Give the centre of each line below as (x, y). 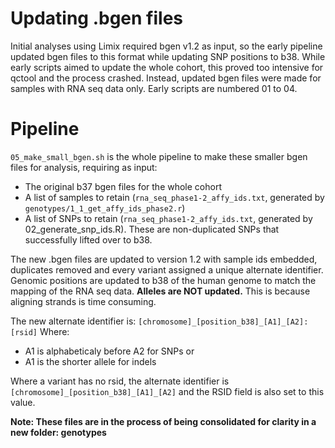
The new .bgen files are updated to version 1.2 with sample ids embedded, (164, 259)
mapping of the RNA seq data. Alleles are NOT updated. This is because (160, 291)
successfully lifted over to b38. (88, 239)
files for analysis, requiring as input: (84, 167)
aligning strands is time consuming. (83, 301)
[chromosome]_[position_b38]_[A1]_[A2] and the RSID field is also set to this (167, 391)
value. (23, 402)
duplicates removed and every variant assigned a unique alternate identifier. (167, 269)
